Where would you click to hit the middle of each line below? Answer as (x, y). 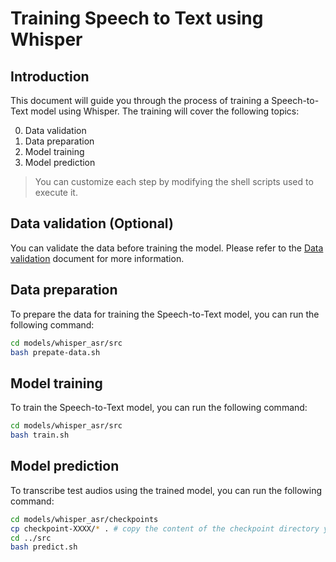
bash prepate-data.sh (55, 352)
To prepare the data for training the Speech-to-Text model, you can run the (165, 314)
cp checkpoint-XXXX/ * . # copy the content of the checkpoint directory (165, 528)
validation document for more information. (97, 258)
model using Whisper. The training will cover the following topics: (165, 111)
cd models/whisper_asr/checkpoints (84, 519)
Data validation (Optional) (92, 223)
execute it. (56, 192)
